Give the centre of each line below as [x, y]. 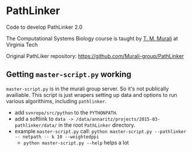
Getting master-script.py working [69, 75]
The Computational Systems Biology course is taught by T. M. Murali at [92, 38]
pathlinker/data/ [36, 125]
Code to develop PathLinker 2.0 [44, 27]
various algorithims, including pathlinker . [56, 101]
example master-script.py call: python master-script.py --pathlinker [100, 131]
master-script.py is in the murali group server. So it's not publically [87, 89]
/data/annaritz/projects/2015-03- [118, 119]
